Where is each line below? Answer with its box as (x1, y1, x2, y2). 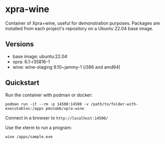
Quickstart (5, 79, 40, 87)
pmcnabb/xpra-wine (45, 106, 85, 111)
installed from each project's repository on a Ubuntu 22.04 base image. (5, 25, 153, 31)
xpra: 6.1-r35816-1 (12, 59, 50, 65)
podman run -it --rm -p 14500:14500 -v (5, 101, 89, 106)
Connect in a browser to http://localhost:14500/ (5, 114, 108, 121)
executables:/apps (5, 106, 44, 111)
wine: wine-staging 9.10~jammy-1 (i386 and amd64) (12, 64, 121, 70)
